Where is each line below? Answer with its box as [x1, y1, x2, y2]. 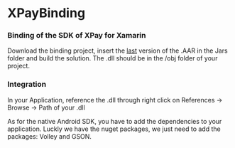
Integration [7, 80, 47, 90]
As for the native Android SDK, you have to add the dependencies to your [7, 117, 222, 125]
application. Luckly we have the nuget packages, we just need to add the [7, 125, 222, 133]
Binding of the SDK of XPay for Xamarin [7, 31, 146, 41]
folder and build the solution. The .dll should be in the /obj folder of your [7, 54, 218, 63]
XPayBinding [7, 5, 86, 21]
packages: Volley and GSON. [7, 132, 92, 140]
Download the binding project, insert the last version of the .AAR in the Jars [7, 46, 229, 55]
